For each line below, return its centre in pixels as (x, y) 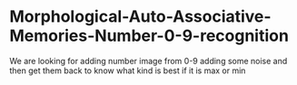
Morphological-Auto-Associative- (140, 17)
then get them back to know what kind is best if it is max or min (128, 71)
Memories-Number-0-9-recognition (149, 36)
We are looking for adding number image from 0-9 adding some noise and (148, 61)
